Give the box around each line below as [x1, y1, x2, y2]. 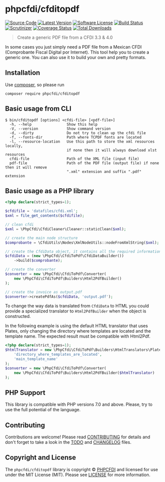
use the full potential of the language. [5, 407, 81, 413]
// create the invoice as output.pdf [5, 289, 82, 294]
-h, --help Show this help [9, 122, 98, 127]
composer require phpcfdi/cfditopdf [5, 91, 80, 96]
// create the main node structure [5, 235, 78, 240]
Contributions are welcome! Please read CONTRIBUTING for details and [5, 434, 151, 440]
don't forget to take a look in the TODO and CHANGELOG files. [5, 439, 132, 445]
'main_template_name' [14, 357, 58, 362]
